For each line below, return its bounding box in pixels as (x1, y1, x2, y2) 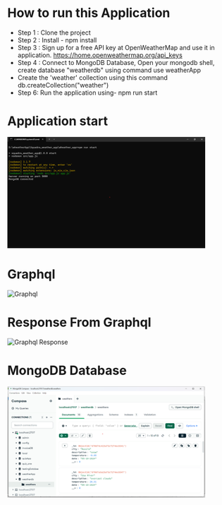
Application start (7, 113, 108, 129)
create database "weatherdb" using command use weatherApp (17, 66, 201, 74)
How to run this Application (7, 5, 171, 21)
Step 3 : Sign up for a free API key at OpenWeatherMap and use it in (17, 43, 215, 52)
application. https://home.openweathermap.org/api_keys (17, 51, 183, 59)
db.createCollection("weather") (17, 81, 109, 89)
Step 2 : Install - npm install (17, 35, 97, 44)
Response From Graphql (7, 314, 152, 331)
